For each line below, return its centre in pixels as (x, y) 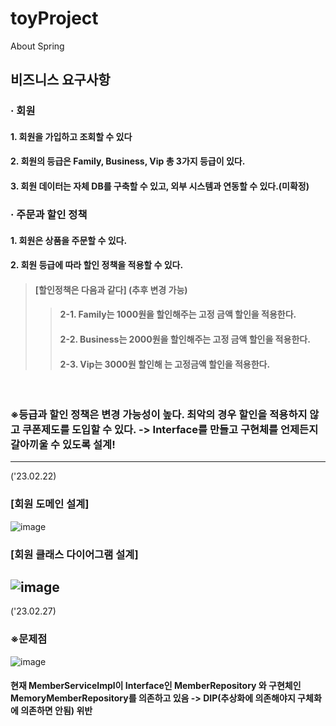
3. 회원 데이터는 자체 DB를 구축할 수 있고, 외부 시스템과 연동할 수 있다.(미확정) (160, 186)
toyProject (54, 18)
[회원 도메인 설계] (50, 504)
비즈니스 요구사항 (60, 80)
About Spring (37, 46)
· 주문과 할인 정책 (49, 214)
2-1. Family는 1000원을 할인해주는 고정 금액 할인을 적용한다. (178, 314)
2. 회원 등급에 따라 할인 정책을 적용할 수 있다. (97, 265)
